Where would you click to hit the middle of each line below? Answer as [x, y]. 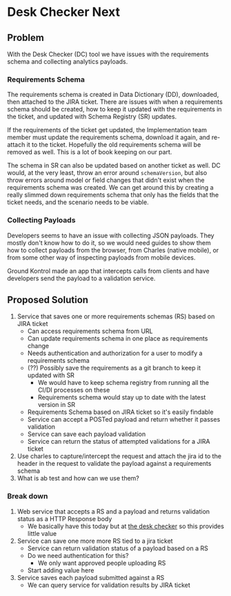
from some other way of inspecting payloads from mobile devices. [101, 258]
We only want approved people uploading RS [102, 563]
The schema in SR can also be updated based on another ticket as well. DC [114, 165]
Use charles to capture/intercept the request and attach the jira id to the [119, 456]
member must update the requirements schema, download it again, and [109, 137]
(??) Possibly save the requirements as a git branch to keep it [114, 368]
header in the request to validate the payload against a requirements [114, 464]
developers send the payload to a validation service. [81, 278]
